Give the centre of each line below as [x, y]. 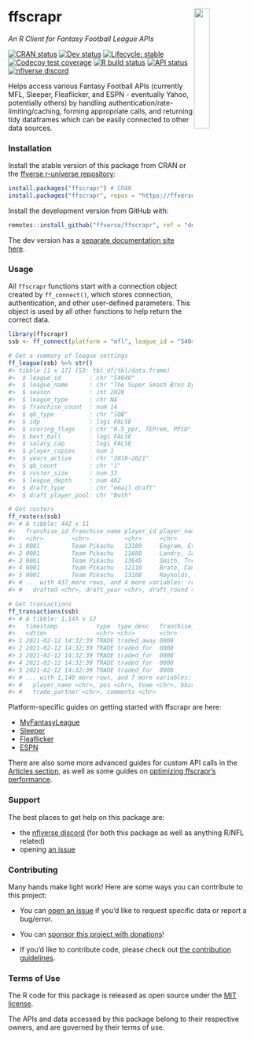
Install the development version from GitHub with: [88, 211]
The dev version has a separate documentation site [91, 240]
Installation [30, 148]
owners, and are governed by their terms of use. [87, 1027]
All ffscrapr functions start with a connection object [93, 286]
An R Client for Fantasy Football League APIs [81, 39]
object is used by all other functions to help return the [95, 311]
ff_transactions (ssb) [44, 611]
